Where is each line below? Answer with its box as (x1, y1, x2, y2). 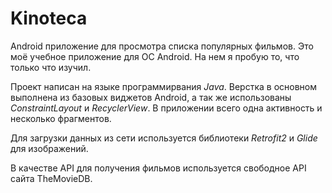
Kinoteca (10, 7, 88, 30)
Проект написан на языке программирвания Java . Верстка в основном (10, 80, 318, 92)
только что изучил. (10, 61, 92, 73)
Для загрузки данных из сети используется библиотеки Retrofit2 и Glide (10, 132, 318, 144)
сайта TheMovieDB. (10, 172, 93, 184)
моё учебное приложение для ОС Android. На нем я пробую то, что (10, 50, 300, 62)
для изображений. (10, 142, 89, 154)
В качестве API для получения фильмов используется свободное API (10, 162, 307, 174)
